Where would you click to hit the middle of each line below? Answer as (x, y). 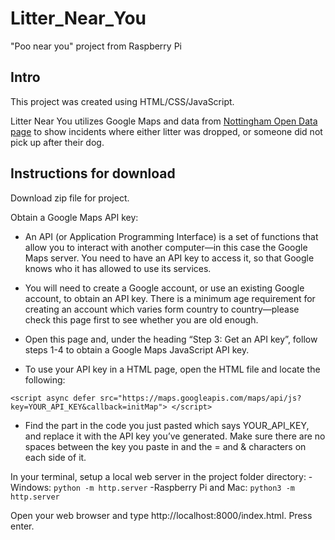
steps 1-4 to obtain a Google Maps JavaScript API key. (137, 349)
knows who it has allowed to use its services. (118, 268)
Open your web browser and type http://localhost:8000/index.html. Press (161, 515)
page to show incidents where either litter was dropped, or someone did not (166, 131)
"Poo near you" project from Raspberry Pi (96, 46)
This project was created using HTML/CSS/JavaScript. (122, 101)
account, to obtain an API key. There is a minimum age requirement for (170, 298)
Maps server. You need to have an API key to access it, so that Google (169, 258)
